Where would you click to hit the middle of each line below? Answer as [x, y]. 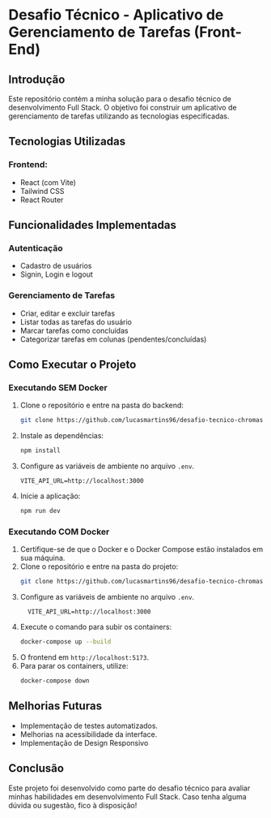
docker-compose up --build [66, 642]
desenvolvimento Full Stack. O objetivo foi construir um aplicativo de [123, 108]
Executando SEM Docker [58, 387]
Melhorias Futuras [55, 706]
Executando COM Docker [59, 532]
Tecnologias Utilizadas [67, 142]
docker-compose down [55, 681]
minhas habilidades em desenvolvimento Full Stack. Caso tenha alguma [127, 796]
